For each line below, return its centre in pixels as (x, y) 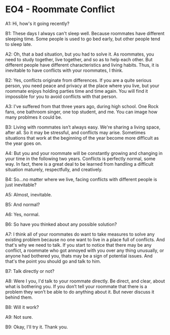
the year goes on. (24, 143)
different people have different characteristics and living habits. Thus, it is (82, 65)
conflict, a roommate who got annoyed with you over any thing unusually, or (84, 250)
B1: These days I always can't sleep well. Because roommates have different (85, 33)
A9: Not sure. (19, 317)
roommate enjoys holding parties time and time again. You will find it (77, 91)
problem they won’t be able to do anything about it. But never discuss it (80, 292)
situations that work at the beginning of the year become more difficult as (82, 138)
